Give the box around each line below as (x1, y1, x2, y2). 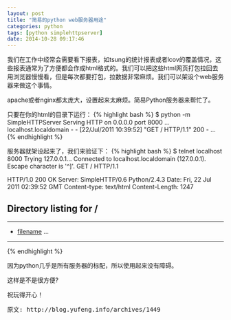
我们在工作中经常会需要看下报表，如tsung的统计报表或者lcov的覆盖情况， (7, 56, 216, 64)
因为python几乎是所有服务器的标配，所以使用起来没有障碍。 (7, 261, 177, 269)
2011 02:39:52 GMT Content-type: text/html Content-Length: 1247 (7, 183, 194, 191)
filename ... (16, 227, 49, 235)
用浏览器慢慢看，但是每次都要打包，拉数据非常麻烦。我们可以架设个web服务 (7, 73, 224, 81)
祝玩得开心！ (7, 290, 43, 299)
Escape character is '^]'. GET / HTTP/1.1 (7, 162, 119, 171)
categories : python (7, 23, 63, 30)
